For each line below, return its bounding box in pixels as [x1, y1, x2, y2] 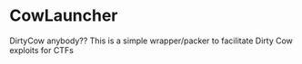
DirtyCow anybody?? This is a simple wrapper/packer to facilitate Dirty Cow [9, 35, 294, 46]
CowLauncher [9, 5, 118, 26]
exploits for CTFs [9, 44, 75, 55]
